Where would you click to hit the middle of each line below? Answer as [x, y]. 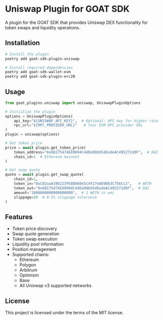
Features [19, 217]
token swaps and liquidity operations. [43, 27]
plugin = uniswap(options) [32, 134]
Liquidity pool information [38, 244]
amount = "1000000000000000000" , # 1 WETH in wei [64, 193]
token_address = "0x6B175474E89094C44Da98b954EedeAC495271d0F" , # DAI [86, 152]
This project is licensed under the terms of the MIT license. [64, 313]
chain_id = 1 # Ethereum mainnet [47, 157]
